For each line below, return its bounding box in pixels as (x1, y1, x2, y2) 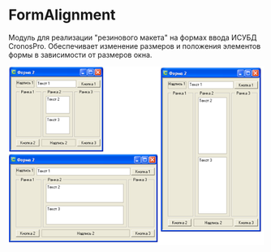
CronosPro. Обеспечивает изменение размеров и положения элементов (8, 41, 261, 50)
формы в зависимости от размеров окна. (8, 50, 153, 59)
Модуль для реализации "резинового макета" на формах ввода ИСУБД (8, 33, 257, 42)
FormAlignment (8, 6, 116, 24)
